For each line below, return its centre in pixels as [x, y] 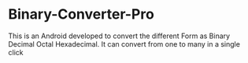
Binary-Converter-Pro [81, 14]
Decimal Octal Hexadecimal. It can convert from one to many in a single [124, 44]
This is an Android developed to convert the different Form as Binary [119, 36]
